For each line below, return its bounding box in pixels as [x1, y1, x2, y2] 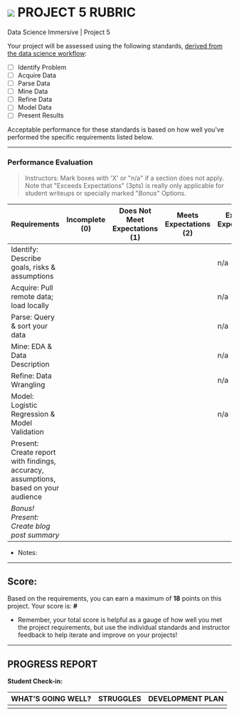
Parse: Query [11, 312, 55, 322]
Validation [11, 426, 44, 436]
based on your [11, 483, 59, 493]
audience [11, 492, 43, 502]
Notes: [17, 548, 38, 557]
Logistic [11, 400, 38, 410]
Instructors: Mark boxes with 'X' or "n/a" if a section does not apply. [24, 174, 225, 182]
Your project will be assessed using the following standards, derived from [7, 41, 223, 50]
